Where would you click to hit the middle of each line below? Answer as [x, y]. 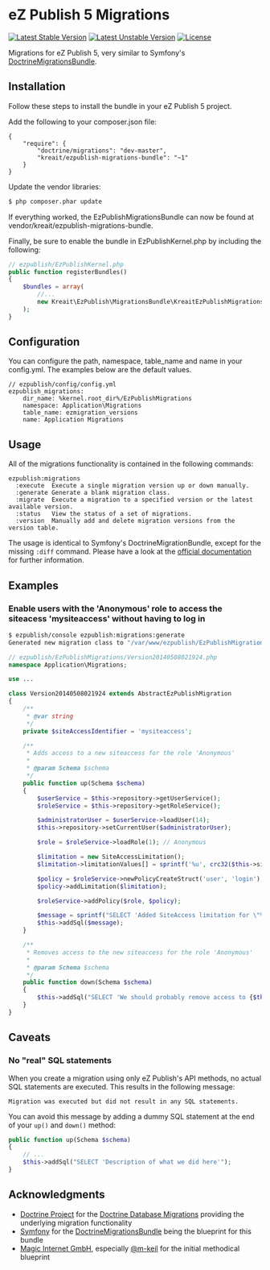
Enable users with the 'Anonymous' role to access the [115, 608]
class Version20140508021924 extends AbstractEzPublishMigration [120, 694]
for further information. [46, 560]
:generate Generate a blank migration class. [93, 493]
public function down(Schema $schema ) [88, 982]
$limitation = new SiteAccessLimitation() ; [111, 857]
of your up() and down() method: [62, 1125]
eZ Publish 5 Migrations [89, 15]
